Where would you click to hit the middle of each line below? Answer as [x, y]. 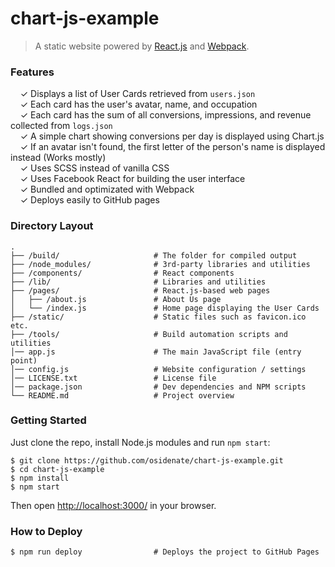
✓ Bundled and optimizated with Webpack [107, 189]
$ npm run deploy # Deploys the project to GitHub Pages [165, 552]
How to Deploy [46, 531]
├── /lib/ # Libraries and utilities [138, 282]
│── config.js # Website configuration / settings [158, 369]
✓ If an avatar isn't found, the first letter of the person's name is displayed [172, 147]
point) [24, 360]
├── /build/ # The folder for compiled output [154, 255]
